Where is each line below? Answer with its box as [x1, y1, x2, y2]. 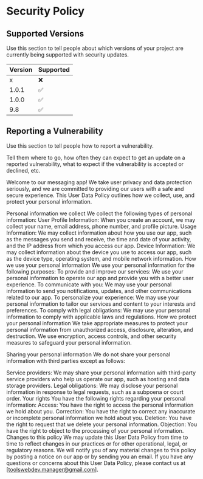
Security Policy [6, 4, 85, 18]
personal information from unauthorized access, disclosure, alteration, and [6, 326, 193, 333]
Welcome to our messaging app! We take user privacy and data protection [6, 178, 193, 186]
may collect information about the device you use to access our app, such [6, 248, 192, 256]
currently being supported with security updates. [6, 51, 129, 58]
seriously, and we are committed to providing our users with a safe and [6, 185, 184, 192]
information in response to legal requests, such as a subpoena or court [6, 388, 184, 396]
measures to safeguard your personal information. [6, 339, 132, 346]
